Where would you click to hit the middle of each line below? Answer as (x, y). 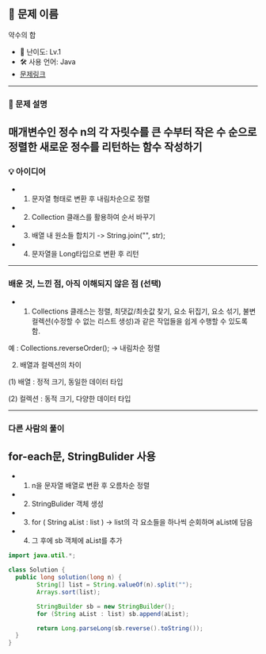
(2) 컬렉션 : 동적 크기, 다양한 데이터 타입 (70, 398)
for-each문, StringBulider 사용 (82, 457)
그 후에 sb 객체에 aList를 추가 (77, 541)
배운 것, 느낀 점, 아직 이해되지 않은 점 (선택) (85, 284)
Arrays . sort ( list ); (69, 592)
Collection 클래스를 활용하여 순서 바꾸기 (93, 217)
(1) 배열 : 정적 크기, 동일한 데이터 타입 (66, 381)
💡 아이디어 (27, 171)
